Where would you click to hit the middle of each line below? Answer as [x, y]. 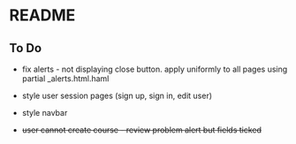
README [42, 15]
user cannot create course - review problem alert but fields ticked [142, 130]
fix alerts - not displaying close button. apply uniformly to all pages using [155, 69]
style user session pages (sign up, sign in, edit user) [117, 95]
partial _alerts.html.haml [65, 79]
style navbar [45, 113]
